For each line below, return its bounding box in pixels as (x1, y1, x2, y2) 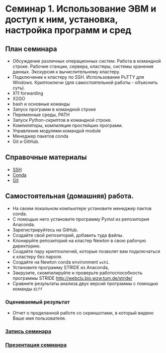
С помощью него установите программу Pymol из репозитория (12, 216, 149, 222)
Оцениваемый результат (5, 298, 70, 306)
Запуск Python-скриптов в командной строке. (12, 117, 112, 123)
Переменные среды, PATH (12, 112, 70, 118)
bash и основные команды (12, 101, 70, 107)
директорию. (12, 243, 41, 249)
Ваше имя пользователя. (12, 315, 66, 321)
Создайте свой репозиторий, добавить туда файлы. (12, 232, 124, 238)
